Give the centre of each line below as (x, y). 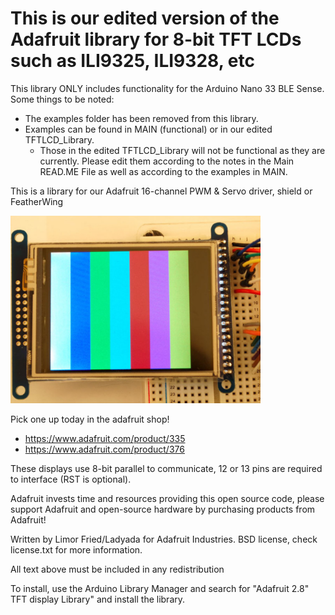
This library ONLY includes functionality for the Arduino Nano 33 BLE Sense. (167, 88)
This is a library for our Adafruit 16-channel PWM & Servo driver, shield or (161, 191)
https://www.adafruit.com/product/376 (104, 449)
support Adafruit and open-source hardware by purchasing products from (163, 509)
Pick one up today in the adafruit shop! (90, 419)
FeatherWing (37, 201)
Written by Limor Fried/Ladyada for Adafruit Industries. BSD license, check (164, 539)
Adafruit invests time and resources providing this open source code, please (167, 498)
